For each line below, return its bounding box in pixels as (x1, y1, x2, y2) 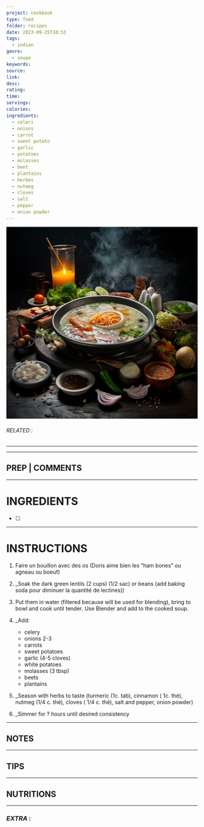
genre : (6, 49, 23, 55)
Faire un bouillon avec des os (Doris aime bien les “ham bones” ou (15, 561, 182, 569)
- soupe (12, 55, 32, 61)
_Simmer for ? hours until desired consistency (15, 710, 129, 717)
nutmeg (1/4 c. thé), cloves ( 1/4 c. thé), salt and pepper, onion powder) (15, 698, 193, 706)
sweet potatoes (24, 647, 63, 655)
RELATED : (6, 427, 33, 434)
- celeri (12, 119, 34, 125)
